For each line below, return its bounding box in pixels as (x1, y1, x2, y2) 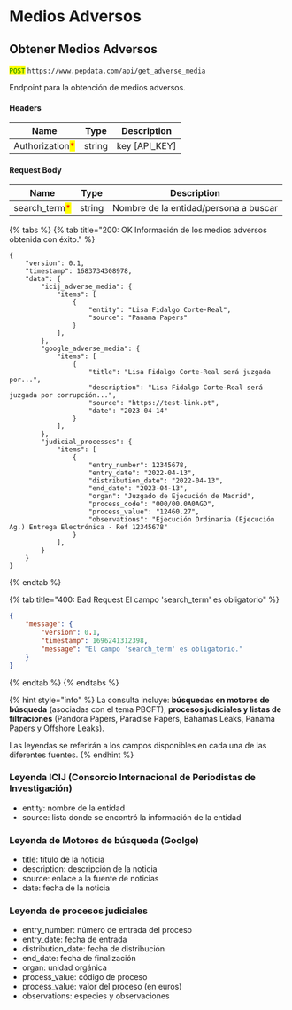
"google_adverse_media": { (41, 344, 141, 354)
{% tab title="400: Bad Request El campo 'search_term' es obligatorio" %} (9, 594, 280, 605)
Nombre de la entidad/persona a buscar (111, 202, 279, 215)
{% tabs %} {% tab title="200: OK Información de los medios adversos (9, 224, 267, 236)
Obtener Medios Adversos (9, 42, 158, 57)
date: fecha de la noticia (21, 882, 111, 893)
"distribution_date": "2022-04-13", (88, 476, 224, 485)
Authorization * (13, 140, 76, 153)
